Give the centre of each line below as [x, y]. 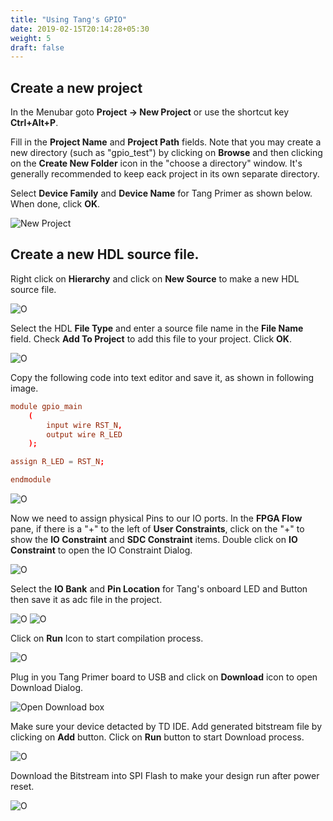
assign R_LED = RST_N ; [57, 462]
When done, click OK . [55, 204]
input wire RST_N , [84, 425]
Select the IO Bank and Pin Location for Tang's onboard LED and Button [159, 589]
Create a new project [76, 87]
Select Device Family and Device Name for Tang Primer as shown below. [161, 193]
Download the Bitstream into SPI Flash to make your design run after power [165, 775]
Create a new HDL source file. [105, 254]
